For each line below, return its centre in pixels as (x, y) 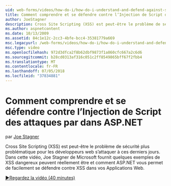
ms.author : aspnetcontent (33, 29)
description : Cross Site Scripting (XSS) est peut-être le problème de (83, 24)
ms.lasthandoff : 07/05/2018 (35, 71)
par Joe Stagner (22, 136)
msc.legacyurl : (21, 43)
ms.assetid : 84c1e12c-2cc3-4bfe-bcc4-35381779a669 (60, 39)
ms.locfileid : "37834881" (33, 76)
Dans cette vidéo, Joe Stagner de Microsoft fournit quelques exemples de (83, 157)
